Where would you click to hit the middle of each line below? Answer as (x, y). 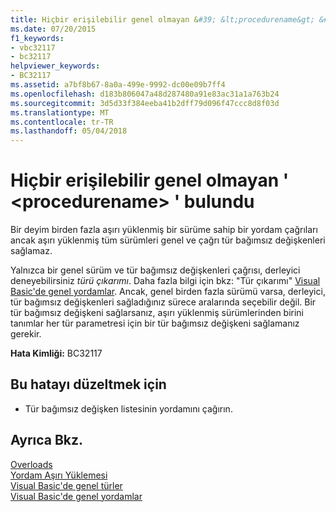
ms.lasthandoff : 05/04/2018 (69, 131)
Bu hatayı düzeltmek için (88, 384)
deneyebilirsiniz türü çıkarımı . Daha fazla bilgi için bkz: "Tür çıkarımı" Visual (165, 281)
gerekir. (26, 334)
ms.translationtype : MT (60, 112)
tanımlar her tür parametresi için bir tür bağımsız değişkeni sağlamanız (155, 323)
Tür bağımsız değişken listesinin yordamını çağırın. (128, 408)
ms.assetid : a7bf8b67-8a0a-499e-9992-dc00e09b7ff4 (118, 85)
